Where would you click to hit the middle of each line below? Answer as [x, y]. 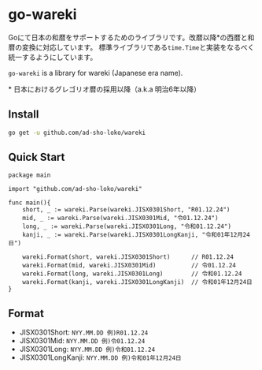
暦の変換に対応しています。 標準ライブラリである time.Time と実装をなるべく [131, 47]
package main [30, 175]
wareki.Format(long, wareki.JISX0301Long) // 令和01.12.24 [132, 274]
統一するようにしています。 [53, 57]
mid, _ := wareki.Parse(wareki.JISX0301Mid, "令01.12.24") [120, 219]
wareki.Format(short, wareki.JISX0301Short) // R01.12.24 [128, 257]
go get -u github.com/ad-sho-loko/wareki [77, 133]
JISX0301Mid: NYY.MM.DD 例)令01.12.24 [82, 341]
